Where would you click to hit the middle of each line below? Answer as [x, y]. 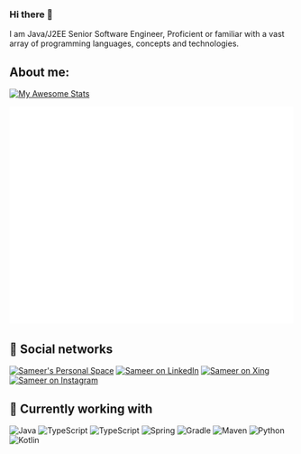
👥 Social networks [61, 349]
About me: [40, 72]
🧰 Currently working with [81, 408]
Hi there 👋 [32, 14]
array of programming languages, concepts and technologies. [124, 43]
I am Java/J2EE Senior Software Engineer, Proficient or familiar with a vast [147, 34]
